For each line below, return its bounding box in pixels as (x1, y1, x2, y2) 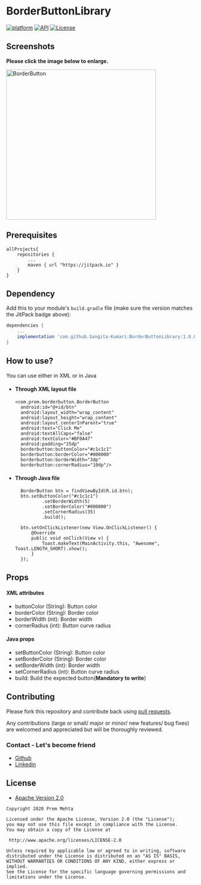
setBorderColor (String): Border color (14, 655, 106, 662)
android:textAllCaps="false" (20, 430, 93, 436)
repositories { (17, 251, 55, 258)
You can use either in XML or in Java (6, 372, 97, 379)
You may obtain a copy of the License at (6, 827, 111, 833)
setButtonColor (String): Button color (14, 648, 106, 656)
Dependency (6, 288, 55, 298)
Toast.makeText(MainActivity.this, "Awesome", (41, 540, 160, 547)
